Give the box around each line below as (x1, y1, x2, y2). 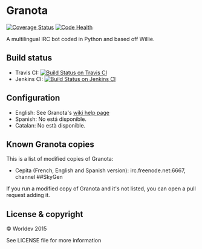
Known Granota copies (6, 139, 95, 149)
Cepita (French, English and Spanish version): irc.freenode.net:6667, (15, 167, 186, 174)
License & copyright (6, 209, 83, 219)
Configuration (6, 93, 60, 103)
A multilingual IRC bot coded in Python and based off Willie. (6, 35, 155, 42)
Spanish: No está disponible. (15, 115, 86, 123)
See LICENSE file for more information (6, 237, 102, 244)
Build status (6, 53, 53, 63)
